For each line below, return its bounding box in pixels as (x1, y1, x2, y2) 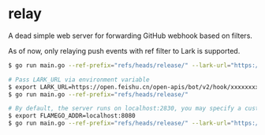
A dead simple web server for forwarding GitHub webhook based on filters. (8, 31, 252, 40)
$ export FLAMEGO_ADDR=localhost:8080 (8, 112, 136, 120)
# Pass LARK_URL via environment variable (8, 76, 150, 84)
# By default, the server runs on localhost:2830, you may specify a (8, 104, 242, 113)
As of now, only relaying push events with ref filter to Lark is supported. (8, 46, 241, 55)
